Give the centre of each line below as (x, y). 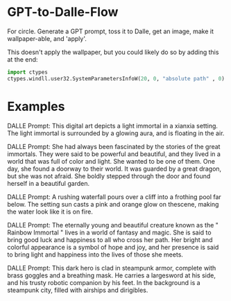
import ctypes (28, 72)
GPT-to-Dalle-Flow (63, 12)
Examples (36, 106)
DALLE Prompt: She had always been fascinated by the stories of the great (114, 146)
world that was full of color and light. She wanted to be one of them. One (111, 161)
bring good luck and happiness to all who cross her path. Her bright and (110, 239)
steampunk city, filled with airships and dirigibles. (78, 290)
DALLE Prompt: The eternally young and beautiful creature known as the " (113, 225)
